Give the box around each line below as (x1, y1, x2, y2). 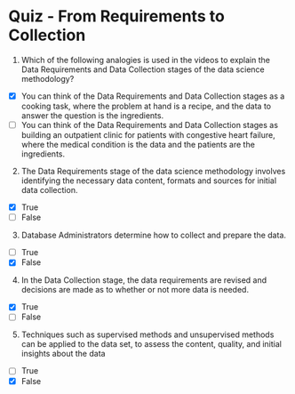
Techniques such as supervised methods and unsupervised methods (20, 329, 275, 340)
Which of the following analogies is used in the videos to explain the (20, 54, 270, 65)
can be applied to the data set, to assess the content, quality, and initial (20, 339, 282, 350)
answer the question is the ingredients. (20, 110, 164, 121)
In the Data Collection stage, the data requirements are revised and (20, 275, 267, 285)
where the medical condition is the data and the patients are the (20, 140, 255, 150)
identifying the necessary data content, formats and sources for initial (20, 175, 277, 186)
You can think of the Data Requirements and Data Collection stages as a (20, 91, 285, 101)
